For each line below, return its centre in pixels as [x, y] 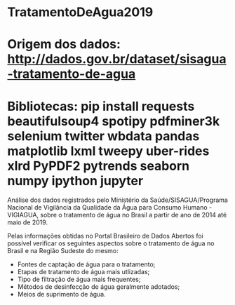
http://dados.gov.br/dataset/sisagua [117, 59]
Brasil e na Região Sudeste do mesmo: [63, 251]
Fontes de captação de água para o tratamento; [86, 264]
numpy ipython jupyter [75, 181]
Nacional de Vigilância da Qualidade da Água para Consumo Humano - [110, 208]
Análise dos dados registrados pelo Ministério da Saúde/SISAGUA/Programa [117, 200]
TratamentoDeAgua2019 [80, 12]
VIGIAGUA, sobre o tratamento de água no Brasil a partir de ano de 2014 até [117, 215]
